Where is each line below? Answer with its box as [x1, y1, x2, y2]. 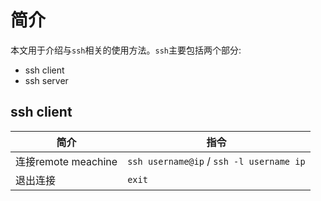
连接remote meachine [15, 154, 118, 168]
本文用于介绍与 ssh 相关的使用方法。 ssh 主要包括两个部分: [10, 44, 242, 56]
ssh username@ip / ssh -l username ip [127, 154, 306, 168]
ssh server [24, 74, 69, 86]
